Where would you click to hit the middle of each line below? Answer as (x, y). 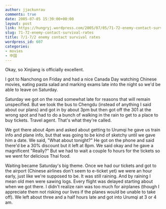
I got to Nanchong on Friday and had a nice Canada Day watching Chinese (81, 79)
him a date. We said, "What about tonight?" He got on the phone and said (80, 140)
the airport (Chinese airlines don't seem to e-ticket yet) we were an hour (79, 171)
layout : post (19, 23)
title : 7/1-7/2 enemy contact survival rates (53, 38)
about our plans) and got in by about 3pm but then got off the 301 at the (78, 110)
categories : (17, 46)
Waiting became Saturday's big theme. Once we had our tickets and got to (81, 166)
